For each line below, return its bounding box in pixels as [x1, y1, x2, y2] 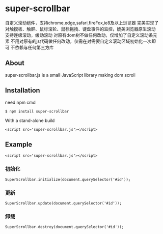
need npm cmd [5, 99, 36, 105]
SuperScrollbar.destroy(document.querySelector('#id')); [5, 225, 124, 230]
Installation [5, 87, 40, 95]
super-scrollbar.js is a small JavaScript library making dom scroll [5, 72, 136, 78]
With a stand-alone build [5, 117, 55, 123]
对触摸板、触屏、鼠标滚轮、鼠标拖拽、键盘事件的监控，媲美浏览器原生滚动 [5, 26, 156, 32]
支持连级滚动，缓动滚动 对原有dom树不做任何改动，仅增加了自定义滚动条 [5, 32, 153, 38]
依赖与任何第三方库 [14, 44, 54, 50]
